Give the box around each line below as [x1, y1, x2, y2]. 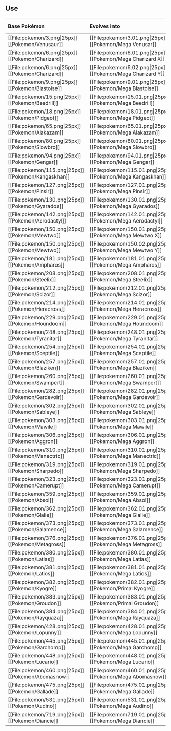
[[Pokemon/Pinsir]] [8, 188, 54, 195]
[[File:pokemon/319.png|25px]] [8, 460, 85, 468]
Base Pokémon [8, 23, 45, 30]
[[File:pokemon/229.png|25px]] [8, 314, 85, 321]
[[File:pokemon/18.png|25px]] [8, 107, 81, 115]
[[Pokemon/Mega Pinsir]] [89, 188, 150, 195]
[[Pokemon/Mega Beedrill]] [89, 99, 155, 106]
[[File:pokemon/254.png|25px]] [8, 343, 85, 350]
